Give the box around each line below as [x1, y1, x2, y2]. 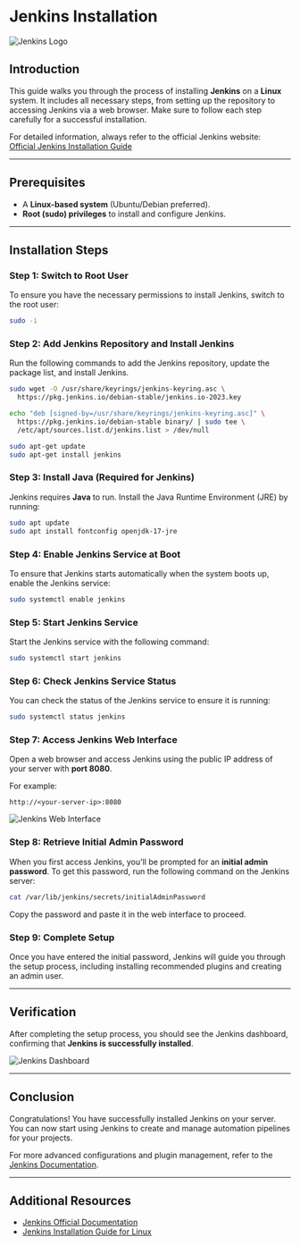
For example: [9, 780, 58, 792]
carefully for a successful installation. [9, 114, 147, 124]
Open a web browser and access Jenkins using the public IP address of [9, 753, 273, 765]
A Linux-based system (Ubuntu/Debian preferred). [21, 198, 211, 209]
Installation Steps [9, 242, 109, 257]
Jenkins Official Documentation [21, 1217, 138, 1228]
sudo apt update [9, 518, 70, 527]
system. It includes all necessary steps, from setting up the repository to [9, 95, 275, 105]
